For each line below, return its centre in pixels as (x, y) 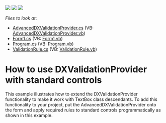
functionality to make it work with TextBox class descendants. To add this (81, 99)
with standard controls (54, 80)
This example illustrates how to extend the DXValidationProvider (72, 94)
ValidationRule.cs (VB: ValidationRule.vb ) (55, 49)
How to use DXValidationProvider (76, 70)
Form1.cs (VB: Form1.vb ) (37, 38)
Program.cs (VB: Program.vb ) (43, 44)
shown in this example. (29, 115)
